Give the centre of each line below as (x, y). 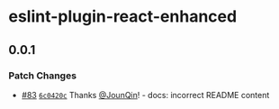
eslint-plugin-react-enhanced (123, 17)
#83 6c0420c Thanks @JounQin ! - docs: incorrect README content (145, 95)
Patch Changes (43, 76)
